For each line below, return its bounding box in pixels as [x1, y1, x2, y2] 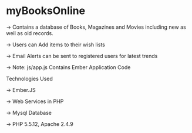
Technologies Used [6, 75, 53, 82]
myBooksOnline [6, 4, 86, 18]
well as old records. [6, 29, 54, 36]
